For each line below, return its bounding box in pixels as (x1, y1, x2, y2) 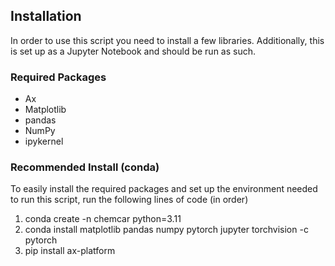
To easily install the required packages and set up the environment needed (10, 183, 318, 195)
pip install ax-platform (24, 245, 116, 257)
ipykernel (24, 135, 64, 148)
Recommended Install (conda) (10, 160, 160, 174)
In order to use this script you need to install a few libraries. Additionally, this (10, 34, 325, 46)
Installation (10, 8, 82, 25)
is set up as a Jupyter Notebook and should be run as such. (10, 45, 257, 57)
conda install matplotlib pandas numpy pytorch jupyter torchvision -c (24, 224, 309, 236)
